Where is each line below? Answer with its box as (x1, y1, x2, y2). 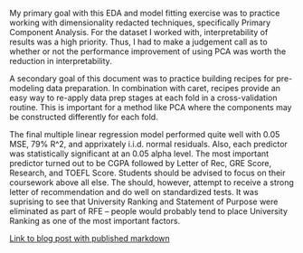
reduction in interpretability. (9, 56, 113, 66)
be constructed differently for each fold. (9, 112, 158, 122)
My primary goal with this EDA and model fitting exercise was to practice (9, 8, 280, 18)
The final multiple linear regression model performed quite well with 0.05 (9, 129, 280, 139)
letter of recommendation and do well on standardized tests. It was (9, 187, 260, 197)
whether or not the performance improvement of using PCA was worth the (9, 46, 287, 57)
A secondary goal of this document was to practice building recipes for (9, 73, 275, 84)
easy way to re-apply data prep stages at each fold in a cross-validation (9, 92, 278, 103)
